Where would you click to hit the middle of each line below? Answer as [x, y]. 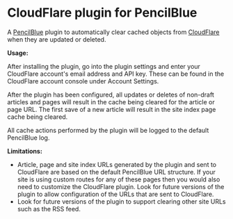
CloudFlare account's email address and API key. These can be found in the [116, 74]
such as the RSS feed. [49, 209]
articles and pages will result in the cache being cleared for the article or [111, 102]
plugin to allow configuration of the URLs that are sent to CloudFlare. [115, 194]
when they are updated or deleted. [57, 39]
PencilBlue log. [29, 138]
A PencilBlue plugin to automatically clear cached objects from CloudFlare [113, 32]
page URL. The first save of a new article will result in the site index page [112, 109]
